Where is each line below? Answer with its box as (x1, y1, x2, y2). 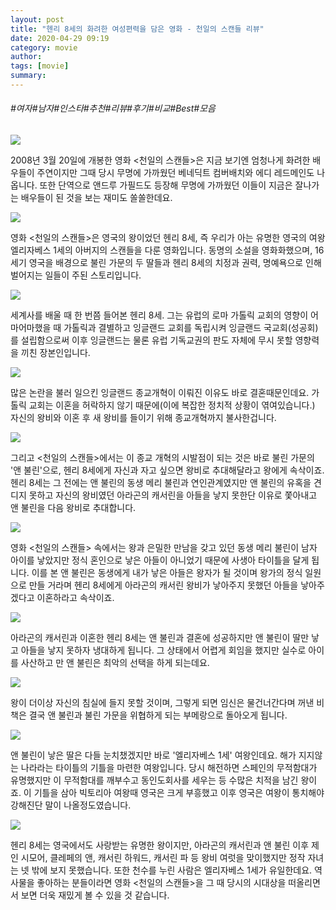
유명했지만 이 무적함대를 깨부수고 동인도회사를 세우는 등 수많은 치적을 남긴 (10, 774, 299, 786)
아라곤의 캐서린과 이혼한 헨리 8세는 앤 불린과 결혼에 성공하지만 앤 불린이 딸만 (10, 632, 310, 644)
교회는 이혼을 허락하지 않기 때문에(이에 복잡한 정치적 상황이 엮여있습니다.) (28, 399, 316, 411)
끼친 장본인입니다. (20, 347, 91, 359)
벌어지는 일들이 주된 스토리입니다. (10, 269, 142, 281)
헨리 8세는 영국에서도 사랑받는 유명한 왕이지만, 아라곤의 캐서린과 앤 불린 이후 (10, 839, 310, 851)
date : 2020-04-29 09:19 (10, 33, 110, 43)
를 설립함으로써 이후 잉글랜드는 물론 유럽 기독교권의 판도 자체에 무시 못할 (10, 334, 293, 346)
